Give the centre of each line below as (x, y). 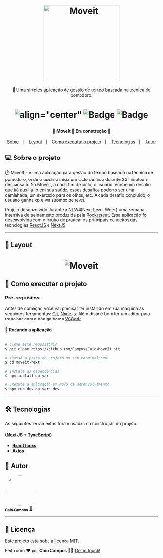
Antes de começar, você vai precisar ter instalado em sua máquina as (74, 308)
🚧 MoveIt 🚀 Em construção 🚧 (81, 131)
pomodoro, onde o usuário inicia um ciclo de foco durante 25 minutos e (76, 179)
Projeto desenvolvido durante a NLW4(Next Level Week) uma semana (75, 209)
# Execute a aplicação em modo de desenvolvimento (57, 385)
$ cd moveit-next (23, 362)
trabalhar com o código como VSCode (43, 319)
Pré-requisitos (22, 298)
